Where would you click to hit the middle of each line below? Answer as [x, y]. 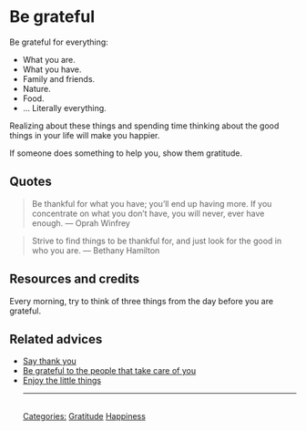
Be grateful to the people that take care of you [109, 371]
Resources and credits [75, 279]
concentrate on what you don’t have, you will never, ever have [148, 213]
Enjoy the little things [62, 381]
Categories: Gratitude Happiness [84, 416]
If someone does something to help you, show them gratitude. [126, 153]
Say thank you [50, 361]
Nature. [37, 88]
